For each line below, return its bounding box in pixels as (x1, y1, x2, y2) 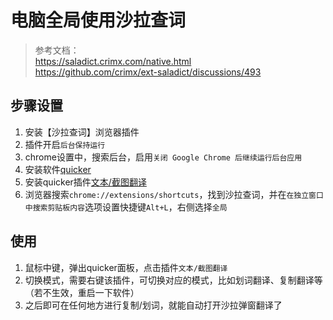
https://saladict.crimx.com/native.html (34, 55, 192, 67)
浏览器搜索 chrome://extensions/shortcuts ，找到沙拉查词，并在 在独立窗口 (24, 188, 324, 200)
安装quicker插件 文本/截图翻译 (24, 176, 147, 188)
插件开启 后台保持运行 (24, 138, 106, 150)
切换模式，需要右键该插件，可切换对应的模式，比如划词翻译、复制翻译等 (24, 274, 323, 286)
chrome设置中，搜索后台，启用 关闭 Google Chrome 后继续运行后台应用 (24, 151, 303, 163)
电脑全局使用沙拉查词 (10, 9, 187, 32)
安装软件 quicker (24, 163, 92, 175)
